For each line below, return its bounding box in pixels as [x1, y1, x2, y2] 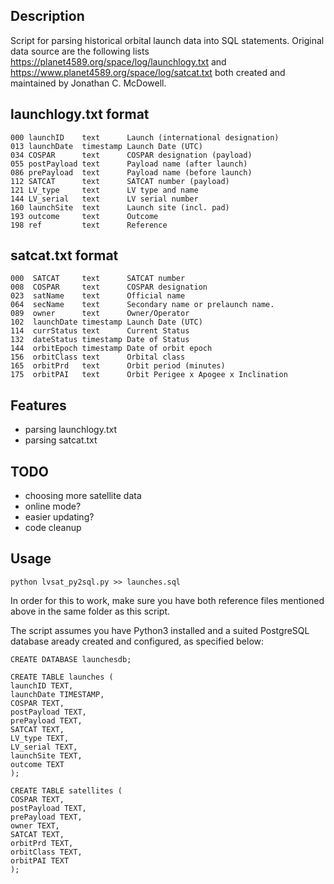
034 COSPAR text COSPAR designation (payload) [10, 150, 253, 160]
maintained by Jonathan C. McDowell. [10, 77, 167, 89]
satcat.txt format [10, 247, 119, 264]
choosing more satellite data [24, 490, 142, 502]
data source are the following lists [10, 45, 150, 57]
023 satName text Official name [10, 291, 186, 301]
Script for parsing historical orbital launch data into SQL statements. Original [10, 34, 325, 46]
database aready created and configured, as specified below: [10, 635, 265, 647]
